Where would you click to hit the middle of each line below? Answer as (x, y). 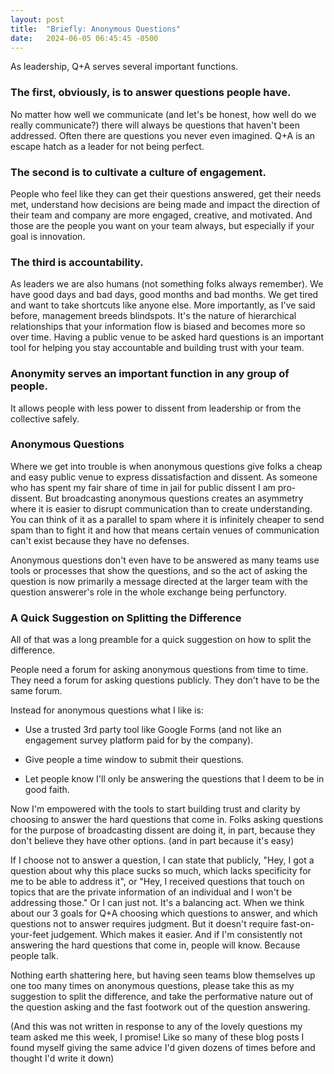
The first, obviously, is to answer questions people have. (151, 93)
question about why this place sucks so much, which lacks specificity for (161, 871)
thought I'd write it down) (62, 1058)
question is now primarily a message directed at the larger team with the (159, 581)
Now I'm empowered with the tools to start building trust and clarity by (155, 809)
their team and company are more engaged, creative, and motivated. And (161, 215)
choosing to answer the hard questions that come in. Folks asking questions (167, 820)
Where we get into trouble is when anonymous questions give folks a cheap (166, 466)
